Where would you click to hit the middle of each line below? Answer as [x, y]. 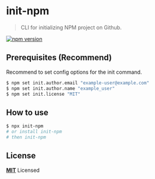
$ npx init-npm [25, 126]
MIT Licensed [23, 170]
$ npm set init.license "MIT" [43, 94]
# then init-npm [26, 137]
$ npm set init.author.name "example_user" [61, 88]
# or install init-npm [34, 132]
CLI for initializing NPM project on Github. [71, 27]
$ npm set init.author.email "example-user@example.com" [78, 83]
